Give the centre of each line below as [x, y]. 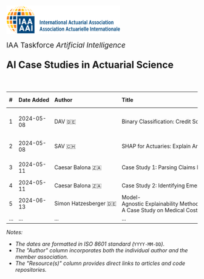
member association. [42, 257]
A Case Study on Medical [153, 210]
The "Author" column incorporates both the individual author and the [101, 250]
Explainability [161, 203]
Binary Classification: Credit [156, 122]
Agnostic [133, 203]
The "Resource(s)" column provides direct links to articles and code [100, 263]
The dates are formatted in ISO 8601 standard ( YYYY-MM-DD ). [90, 244]
